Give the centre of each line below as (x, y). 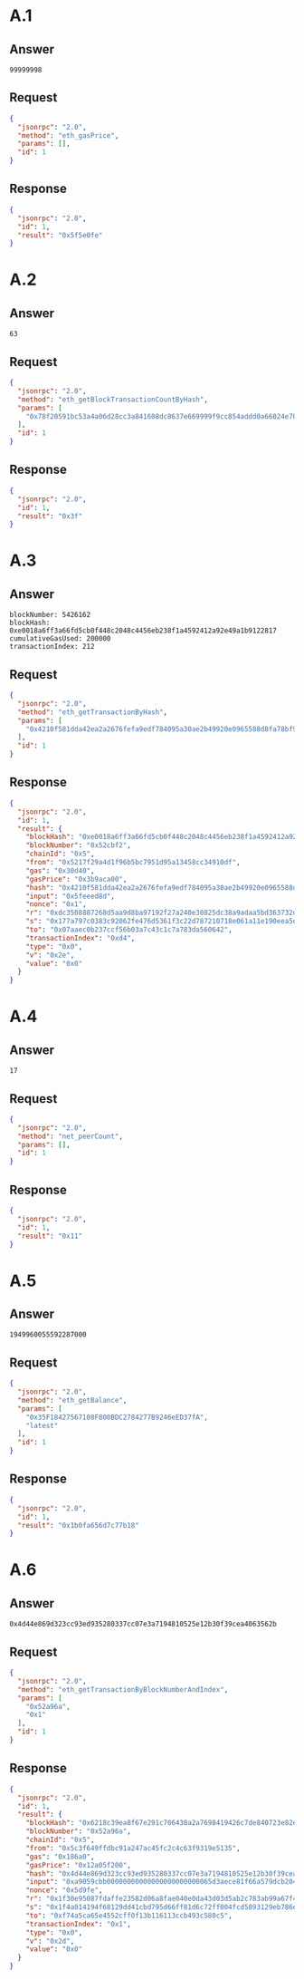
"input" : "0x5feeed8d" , (71, 896)
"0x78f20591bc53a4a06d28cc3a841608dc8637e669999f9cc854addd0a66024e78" (163, 416)
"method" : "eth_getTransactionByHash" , (93, 712)
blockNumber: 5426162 (50, 615)
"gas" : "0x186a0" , (60, 1857)
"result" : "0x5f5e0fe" (60, 235)
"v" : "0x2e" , (50, 955)
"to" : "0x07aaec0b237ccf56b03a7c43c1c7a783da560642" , (129, 930)
